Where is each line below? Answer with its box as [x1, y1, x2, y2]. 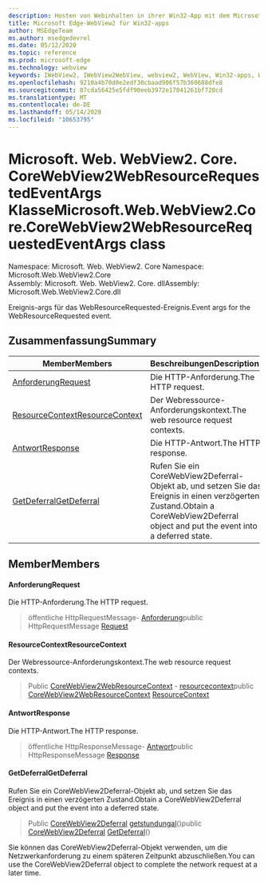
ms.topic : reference [8, 49, 77, 57]
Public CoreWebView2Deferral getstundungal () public [27, 818, 202, 828]
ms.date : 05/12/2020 [8, 42, 77, 50]
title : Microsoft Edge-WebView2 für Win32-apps [8, 19, 170, 27]
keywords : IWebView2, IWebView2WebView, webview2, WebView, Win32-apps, [8, 71, 255, 79]
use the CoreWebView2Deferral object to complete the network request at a [8, 859, 258, 869]
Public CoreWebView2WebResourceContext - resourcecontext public [27, 681, 254, 691]
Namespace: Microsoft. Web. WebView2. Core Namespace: [8, 261, 205, 271]
